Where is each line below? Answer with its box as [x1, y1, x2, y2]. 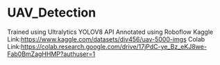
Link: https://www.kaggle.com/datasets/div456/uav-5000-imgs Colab [7, 35, 205, 43]
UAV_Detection [7, 5, 96, 21]
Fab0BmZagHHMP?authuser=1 [7, 50, 96, 58]
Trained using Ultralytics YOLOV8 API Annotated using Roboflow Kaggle [7, 28, 214, 36]
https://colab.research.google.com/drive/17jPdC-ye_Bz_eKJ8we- [20, 42, 207, 50]
